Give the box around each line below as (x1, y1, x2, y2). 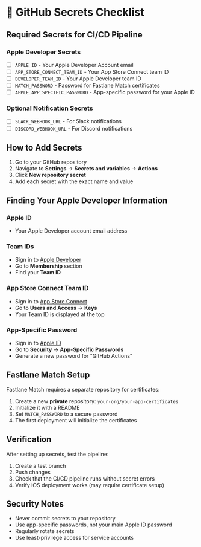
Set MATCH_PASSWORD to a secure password (14, 410, 118, 418)
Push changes (14, 468, 51, 476)
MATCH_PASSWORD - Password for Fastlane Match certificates (14, 82, 161, 89)
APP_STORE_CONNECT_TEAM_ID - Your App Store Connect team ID (14, 68, 169, 75)
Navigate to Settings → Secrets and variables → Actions (14, 165, 158, 172)
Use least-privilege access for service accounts (14, 534, 134, 542)
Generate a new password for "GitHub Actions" (14, 352, 133, 359)
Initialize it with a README (14, 404, 80, 411)
